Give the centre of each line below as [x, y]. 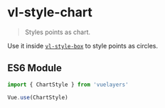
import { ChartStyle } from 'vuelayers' [68, 85]
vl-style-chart [50, 12]
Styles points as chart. [58, 32]
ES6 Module [35, 68]
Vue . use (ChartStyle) [38, 97]
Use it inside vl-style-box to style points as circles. [83, 45]
